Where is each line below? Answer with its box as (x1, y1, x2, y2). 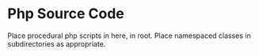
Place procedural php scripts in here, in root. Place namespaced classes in (7, 31, 251, 40)
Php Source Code (7, 5, 124, 23)
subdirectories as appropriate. (7, 39, 106, 48)
